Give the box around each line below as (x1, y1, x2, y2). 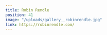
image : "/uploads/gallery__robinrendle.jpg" (5, 17, 102, 22)
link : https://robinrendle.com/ (5, 22, 75, 27)
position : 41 (5, 12, 33, 17)
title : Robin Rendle (5, 7, 50, 13)
